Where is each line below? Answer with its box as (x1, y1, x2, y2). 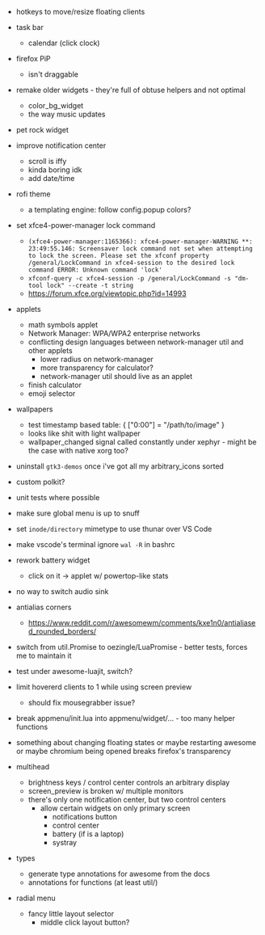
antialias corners (15, 602, 72, 612)
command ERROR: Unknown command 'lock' (27, 266, 163, 274)
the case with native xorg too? (27, 446, 129, 455)
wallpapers (15, 404, 53, 414)
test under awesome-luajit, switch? (15, 667, 133, 676)
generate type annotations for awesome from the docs (27, 869, 210, 878)
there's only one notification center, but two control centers (27, 795, 226, 804)
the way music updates (27, 109, 107, 119)
